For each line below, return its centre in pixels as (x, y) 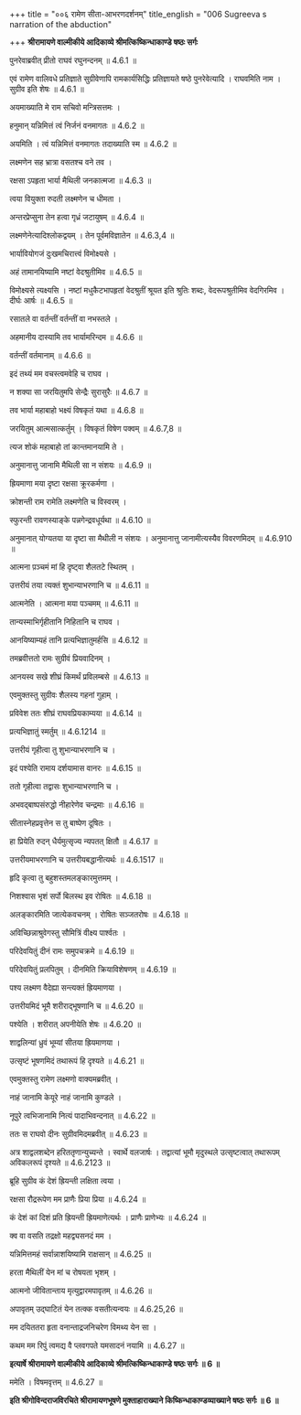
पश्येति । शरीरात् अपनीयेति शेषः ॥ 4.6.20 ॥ (75, 1024)
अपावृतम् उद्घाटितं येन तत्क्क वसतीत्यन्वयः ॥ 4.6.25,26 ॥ (96, 1309)
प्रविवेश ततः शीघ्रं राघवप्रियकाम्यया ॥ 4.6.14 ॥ (75, 713)
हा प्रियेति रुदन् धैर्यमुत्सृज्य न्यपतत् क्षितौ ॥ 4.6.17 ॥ (84, 841)
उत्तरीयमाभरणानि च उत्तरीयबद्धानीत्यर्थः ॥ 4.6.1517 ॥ (86, 859)
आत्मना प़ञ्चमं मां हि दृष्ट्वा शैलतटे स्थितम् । (72, 567)
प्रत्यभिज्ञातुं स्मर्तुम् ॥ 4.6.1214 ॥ (57, 731)
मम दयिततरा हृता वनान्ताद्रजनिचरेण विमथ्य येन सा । (83, 1327)
